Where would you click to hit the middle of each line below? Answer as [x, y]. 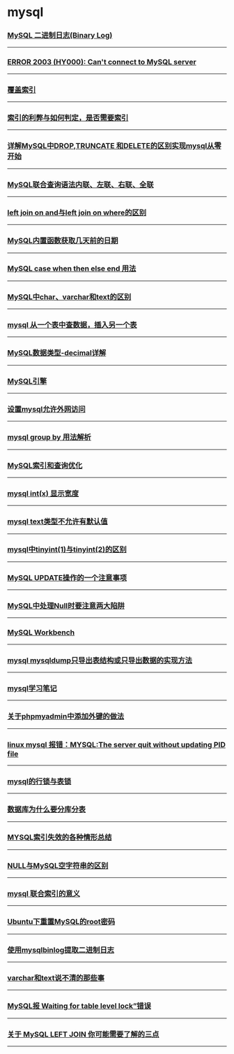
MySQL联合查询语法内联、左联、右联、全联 [81, 185]
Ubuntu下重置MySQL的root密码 [61, 922]
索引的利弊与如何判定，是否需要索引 [68, 118]
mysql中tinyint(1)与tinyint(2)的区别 [67, 549]
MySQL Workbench [41, 633]
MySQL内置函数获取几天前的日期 [63, 240]
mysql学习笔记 [32, 688]
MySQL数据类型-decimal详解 [57, 353]
